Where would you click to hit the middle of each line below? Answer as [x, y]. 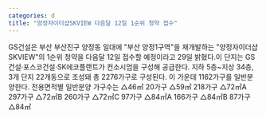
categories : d [32, 16]
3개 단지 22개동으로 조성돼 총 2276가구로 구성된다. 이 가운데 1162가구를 [120, 77]
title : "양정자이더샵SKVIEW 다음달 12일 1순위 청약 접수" [93, 23]
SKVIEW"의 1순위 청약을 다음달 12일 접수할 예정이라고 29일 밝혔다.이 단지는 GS [132, 57]
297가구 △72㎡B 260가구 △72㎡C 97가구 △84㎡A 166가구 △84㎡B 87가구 [129, 96]
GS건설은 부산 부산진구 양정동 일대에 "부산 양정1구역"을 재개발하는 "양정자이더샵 [133, 47]
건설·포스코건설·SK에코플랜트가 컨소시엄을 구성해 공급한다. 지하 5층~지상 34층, [131, 67]
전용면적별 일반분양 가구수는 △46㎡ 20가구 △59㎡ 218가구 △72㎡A [139, 87]
